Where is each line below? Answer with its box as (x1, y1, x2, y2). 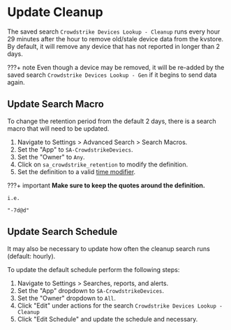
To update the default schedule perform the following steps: (7, 265, 180, 273)
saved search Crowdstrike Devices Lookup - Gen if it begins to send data (7, 71, 217, 79)
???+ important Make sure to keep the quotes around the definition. (7, 181, 206, 189)
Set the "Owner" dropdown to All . (17, 294, 117, 302)
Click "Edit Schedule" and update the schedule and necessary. (17, 315, 198, 323)
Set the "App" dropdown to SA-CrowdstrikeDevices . (17, 286, 165, 294)
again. (7, 78, 26, 86)
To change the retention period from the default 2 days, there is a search (7, 117, 216, 125)
